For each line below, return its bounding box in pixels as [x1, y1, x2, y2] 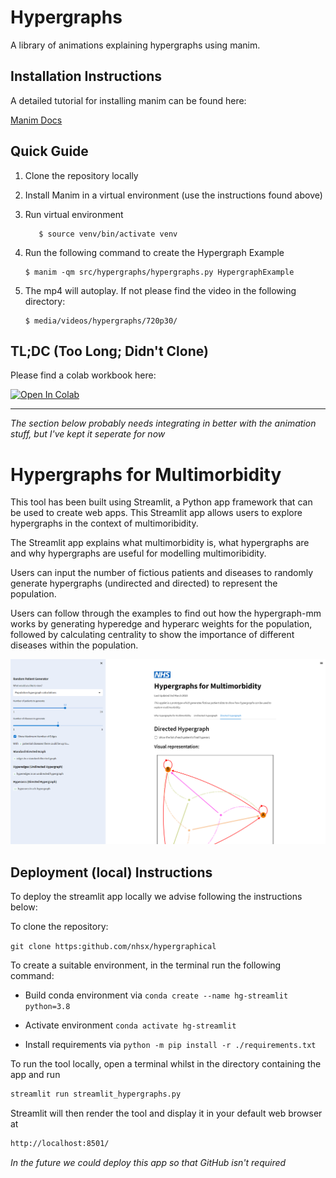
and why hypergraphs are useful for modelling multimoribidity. [10, 547, 267, 560]
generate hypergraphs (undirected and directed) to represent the [10, 577, 278, 590]
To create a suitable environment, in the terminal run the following [10, 959, 282, 971]
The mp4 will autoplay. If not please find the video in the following [24, 284, 297, 296]
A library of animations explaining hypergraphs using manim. [10, 39, 261, 51]
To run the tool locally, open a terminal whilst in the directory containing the [10, 1057, 322, 1070]
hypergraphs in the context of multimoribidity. [10, 517, 199, 530]
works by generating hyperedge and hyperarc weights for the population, [10, 618, 313, 630]
